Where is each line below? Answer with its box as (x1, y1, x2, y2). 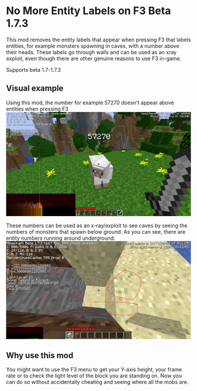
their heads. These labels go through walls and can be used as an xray (6, 48, 177, 55)
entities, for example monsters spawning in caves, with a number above (6, 42, 180, 49)
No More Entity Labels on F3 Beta (6, 4, 171, 18)
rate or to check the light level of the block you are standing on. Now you (6, 372, 182, 379)
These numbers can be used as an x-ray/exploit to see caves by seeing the (6, 222, 188, 229)
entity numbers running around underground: (6, 234, 116, 241)
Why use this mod (6, 350, 73, 360)
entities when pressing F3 (6, 105, 69, 112)
